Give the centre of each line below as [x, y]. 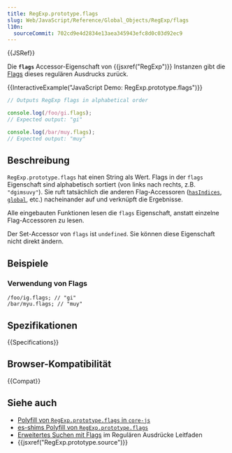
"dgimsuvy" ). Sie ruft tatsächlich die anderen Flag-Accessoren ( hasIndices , [115, 192]
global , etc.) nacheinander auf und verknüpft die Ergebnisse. [95, 199]
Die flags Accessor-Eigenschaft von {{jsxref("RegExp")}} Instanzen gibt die [116, 66]
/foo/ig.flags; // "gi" [42, 298]
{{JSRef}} [21, 53]
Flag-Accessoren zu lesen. [46, 220]
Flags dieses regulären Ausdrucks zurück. [68, 74]
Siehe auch [32, 403]
